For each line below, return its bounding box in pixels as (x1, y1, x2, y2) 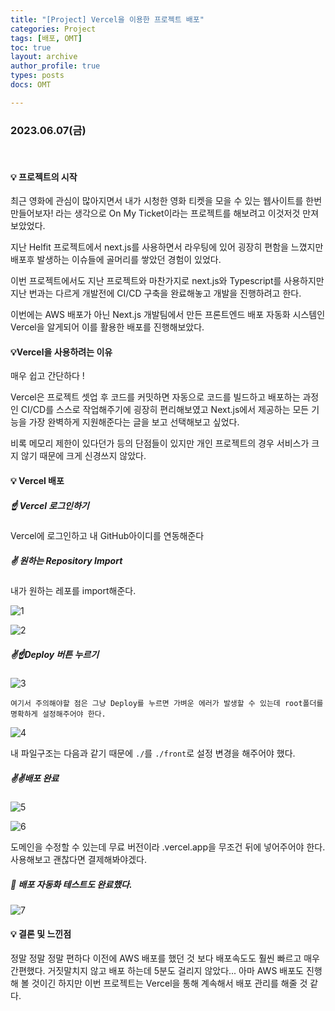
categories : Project (10, 24, 97, 34)
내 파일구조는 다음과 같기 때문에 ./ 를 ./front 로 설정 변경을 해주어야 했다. (10, 747, 296, 759)
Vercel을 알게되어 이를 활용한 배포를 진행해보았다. (10, 321, 205, 333)
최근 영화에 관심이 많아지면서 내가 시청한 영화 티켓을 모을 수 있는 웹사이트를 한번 (10, 195, 323, 207)
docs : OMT (10, 80, 52, 90)
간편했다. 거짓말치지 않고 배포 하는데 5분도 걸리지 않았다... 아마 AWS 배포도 (10, 965, 304, 977)
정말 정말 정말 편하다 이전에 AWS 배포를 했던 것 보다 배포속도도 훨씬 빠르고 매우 (10, 952, 320, 965)
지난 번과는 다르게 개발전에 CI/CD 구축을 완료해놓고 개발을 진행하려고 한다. (10, 287, 302, 300)
